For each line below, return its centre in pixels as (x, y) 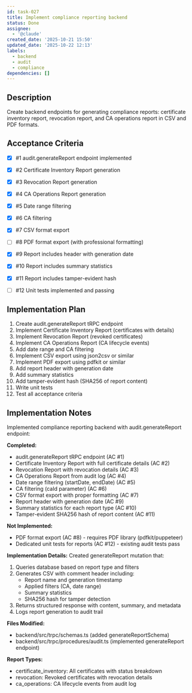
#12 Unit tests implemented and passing (65, 290)
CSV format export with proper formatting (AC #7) (77, 495)
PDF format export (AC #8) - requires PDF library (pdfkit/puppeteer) (99, 538)
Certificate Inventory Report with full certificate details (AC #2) (92, 463)
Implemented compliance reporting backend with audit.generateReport (94, 427)
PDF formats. (23, 125)
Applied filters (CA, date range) (63, 586)
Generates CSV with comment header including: (75, 574)
